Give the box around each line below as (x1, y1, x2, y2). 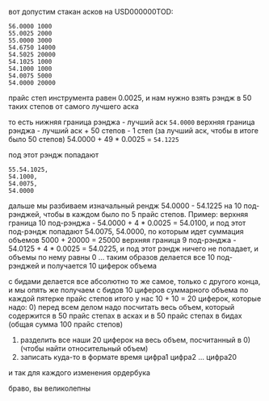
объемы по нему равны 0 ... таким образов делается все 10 (8, 253, 216, 261)
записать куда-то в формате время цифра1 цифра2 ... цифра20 (19, 353, 237, 361)
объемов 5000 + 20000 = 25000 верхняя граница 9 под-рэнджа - (8, 236, 237, 244)
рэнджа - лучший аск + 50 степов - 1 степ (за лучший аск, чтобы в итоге (8, 126, 258, 136)
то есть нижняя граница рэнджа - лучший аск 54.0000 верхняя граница (8, 117, 255, 127)
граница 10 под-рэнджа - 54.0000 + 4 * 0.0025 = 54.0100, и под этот (8, 218, 246, 228)
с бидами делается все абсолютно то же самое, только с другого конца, (8, 277, 261, 286)
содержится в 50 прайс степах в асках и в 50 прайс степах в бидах (8, 311, 242, 320)
